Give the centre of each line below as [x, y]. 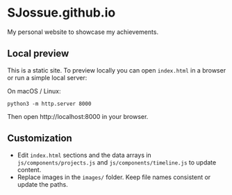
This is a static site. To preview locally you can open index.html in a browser [117, 70]
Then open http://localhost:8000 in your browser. [78, 116]
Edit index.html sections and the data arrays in [84, 155]
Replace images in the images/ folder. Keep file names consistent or [114, 177]
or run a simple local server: [47, 77]
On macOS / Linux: [34, 91]
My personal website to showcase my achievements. [83, 32]
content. [29, 169]
